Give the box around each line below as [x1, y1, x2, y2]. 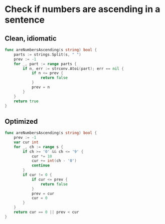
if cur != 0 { [23, 172, 52, 177]
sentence [5, 14, 45, 26]
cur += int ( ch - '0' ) [31, 158, 77, 163]
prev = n [31, 85, 50, 90]
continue [31, 163, 50, 168]
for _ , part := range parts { [14, 61, 77, 66]
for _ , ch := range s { [14, 144, 64, 149]
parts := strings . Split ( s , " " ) [14, 52, 81, 57]
